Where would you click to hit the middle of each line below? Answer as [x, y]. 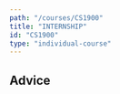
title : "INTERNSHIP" [49, 26]
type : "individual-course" [60, 43]
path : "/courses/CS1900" [56, 18]
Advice [30, 80]
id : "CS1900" [34, 35]
